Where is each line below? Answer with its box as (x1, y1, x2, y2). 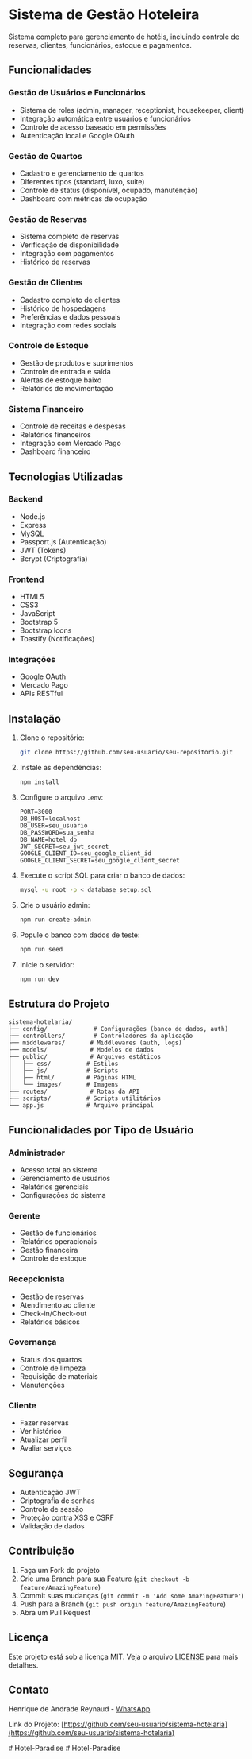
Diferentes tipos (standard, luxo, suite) (19, 176, 145, 186)
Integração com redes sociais (19, 320, 117, 330)
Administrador (8, 1147, 66, 1158)
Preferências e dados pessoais (19, 312, 121, 321)
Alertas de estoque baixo (19, 375, 102, 385)
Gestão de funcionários (19, 1228, 97, 1238)
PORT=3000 (19, 808, 53, 816)
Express (19, 520, 47, 529)
